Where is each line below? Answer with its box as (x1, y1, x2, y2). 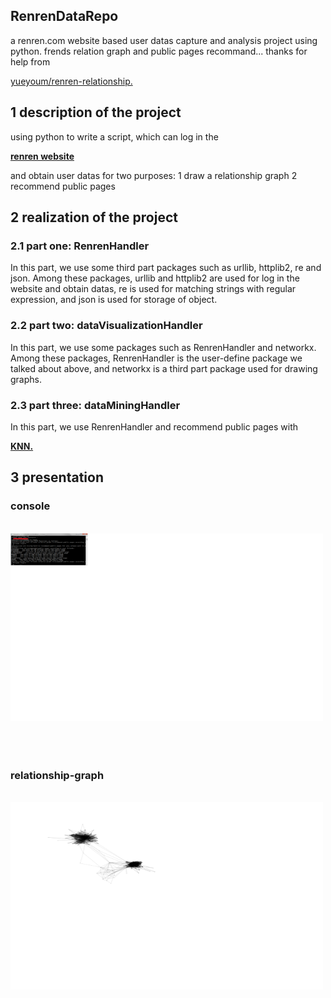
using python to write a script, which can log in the (10, 130, 219, 143)
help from (10, 55, 51, 68)
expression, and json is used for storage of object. (10, 294, 218, 306)
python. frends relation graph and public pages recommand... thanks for (10, 45, 308, 57)
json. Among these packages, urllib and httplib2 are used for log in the (10, 272, 300, 284)
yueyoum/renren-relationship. (10, 75, 133, 87)
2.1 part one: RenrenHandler (10, 239, 150, 253)
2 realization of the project (10, 209, 178, 226)
